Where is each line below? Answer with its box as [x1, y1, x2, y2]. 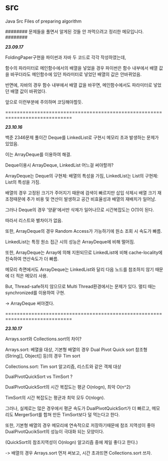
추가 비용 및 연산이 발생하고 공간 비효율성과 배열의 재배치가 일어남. [27, 196, 156, 202]
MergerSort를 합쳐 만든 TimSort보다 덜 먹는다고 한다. [14, 411, 120, 417]
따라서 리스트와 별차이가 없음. [5, 217, 63, 223]
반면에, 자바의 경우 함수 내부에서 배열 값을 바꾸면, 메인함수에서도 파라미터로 [5, 82, 152, 88]
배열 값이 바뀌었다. [10, 88, 47, 94]
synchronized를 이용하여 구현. [5, 290, 66, 296]
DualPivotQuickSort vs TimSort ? [5, 374, 73, 380]
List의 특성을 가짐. [5, 179, 41, 185]
